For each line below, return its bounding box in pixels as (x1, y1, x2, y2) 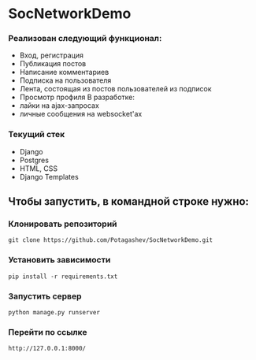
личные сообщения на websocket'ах (19, 109, 143, 119)
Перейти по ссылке (8, 326, 87, 337)
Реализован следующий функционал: (8, 33, 162, 44)
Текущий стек (8, 129, 65, 140)
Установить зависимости (8, 254, 111, 265)
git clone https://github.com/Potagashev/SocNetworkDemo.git (8, 236, 213, 244)
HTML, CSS (19, 163, 58, 173)
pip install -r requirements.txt (8, 273, 118, 280)
